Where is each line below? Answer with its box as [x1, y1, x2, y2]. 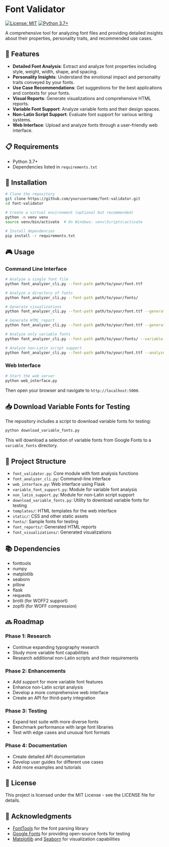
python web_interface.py [5, 378, 57, 383]
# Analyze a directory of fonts [5, 290, 73, 295]
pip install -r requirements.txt [5, 233, 75, 238]
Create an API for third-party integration [12, 695, 96, 701]
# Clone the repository [5, 192, 55, 197]
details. [5, 797, 21, 803]
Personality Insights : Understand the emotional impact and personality [12, 74, 161, 80]
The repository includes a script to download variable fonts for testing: [5, 418, 151, 425]
